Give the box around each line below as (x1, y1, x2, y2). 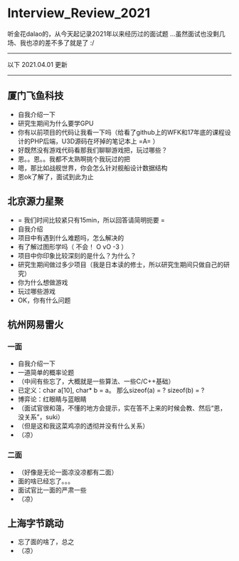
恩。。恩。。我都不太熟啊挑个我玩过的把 (17, 155, 130, 163)
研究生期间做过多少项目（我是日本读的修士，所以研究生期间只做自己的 (17, 260, 224, 269)
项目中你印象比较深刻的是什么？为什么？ (17, 251, 137, 259)
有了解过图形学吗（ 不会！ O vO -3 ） (17, 242, 128, 251)
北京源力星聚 (7, 195, 64, 207)
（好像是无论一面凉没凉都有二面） (17, 468, 118, 476)
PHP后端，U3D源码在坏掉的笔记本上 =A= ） (30, 137, 159, 145)
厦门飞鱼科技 (7, 90, 64, 102)
